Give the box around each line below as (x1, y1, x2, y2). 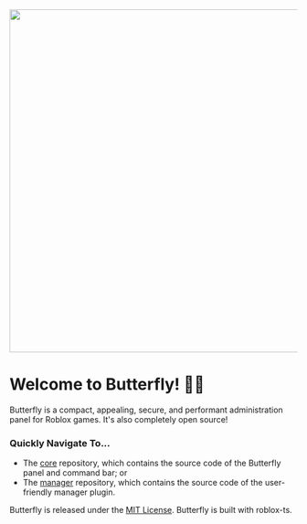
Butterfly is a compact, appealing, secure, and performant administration (9, 404, 283, 415)
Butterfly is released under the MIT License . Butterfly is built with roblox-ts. (9, 505, 292, 516)
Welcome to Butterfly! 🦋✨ (9, 374, 206, 395)
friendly (22, 487, 53, 497)
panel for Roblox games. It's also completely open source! (9, 413, 228, 424)
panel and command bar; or (22, 467, 128, 478)
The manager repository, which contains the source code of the (22, 477, 263, 488)
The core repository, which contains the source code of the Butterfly (22, 457, 281, 469)
